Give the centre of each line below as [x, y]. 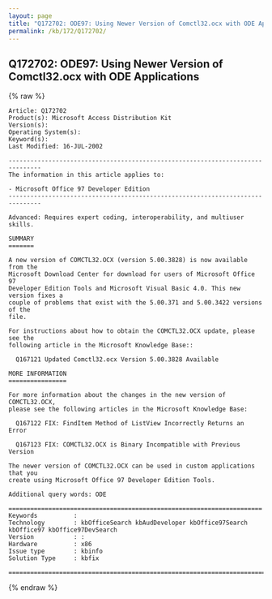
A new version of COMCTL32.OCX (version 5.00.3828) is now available [128, 261]
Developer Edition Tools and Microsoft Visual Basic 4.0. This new [125, 289]
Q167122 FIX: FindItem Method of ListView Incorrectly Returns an [130, 424]
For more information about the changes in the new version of [117, 395]
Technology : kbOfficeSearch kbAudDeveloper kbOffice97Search [128, 523]
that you [23, 473]
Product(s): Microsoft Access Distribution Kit [90, 119]
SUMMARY [21, 239]
